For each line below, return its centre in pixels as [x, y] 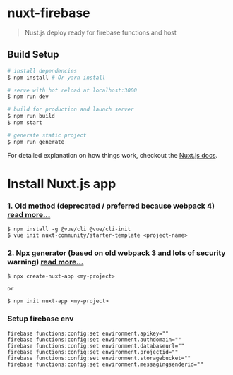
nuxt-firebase [49, 13]
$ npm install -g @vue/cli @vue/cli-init [69, 229]
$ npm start [25, 123]
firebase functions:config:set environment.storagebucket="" [99, 358]
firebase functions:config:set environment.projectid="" [93, 352]
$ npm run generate [36, 142]
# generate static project [47, 135]
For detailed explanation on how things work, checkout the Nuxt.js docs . [113, 155]
